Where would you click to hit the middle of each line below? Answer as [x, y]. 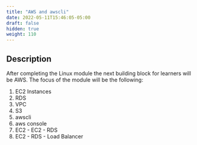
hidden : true [23, 29]
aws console [31, 123]
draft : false [23, 23]
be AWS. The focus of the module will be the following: [75, 80]
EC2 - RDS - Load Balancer [49, 136]
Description [29, 59]
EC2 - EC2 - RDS [36, 130]
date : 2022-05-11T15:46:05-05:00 [48, 18]
